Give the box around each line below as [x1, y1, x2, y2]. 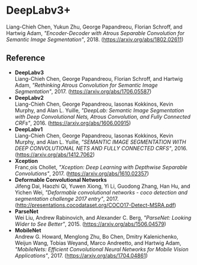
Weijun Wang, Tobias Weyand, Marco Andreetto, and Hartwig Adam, [14, 239, 182, 247]
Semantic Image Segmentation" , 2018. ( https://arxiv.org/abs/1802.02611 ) [6, 36, 184, 43]
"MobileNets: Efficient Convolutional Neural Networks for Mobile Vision [14, 245, 189, 253]
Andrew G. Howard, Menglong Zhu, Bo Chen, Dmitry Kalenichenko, [14, 233, 179, 240]
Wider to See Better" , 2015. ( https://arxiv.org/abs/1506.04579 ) [14, 220, 167, 228]
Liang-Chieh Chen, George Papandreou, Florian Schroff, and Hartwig [14, 75, 183, 82]
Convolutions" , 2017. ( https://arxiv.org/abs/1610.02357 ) [14, 170, 149, 177]
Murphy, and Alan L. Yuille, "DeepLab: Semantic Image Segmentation [14, 106, 185, 113]
